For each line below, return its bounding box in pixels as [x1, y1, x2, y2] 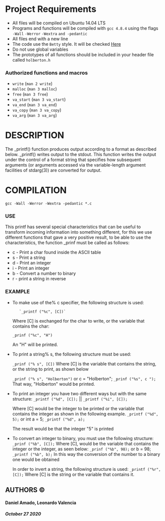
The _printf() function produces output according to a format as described [5, 146, 157, 152]
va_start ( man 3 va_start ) [12, 96, 66, 102]
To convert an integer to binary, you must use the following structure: [12, 435, 154, 441]
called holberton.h [12, 57, 51, 63]
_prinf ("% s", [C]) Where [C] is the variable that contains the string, [12, 360, 157, 366]
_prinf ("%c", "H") [12, 333, 53, 338]
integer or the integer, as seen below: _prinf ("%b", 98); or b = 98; [12, 446, 151, 452]
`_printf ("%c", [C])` [19, 309, 66, 314]
